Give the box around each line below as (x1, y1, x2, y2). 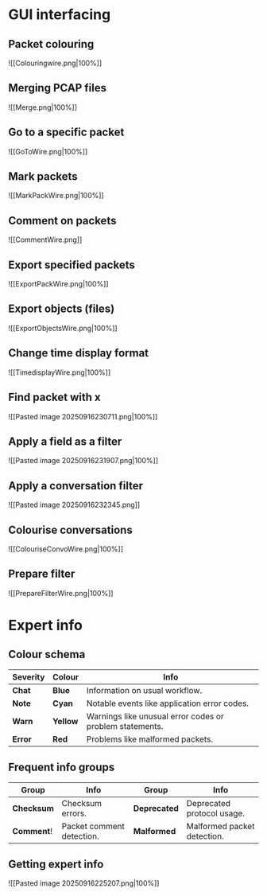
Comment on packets (8, 213, 117, 228)
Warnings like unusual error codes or (86, 711, 224, 722)
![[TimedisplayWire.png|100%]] (8, 368, 111, 377)
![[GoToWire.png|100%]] (8, 146, 88, 156)
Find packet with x (8, 391, 101, 404)
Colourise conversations (8, 523, 133, 536)
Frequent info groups (8, 761, 115, 774)
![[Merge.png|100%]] (8, 102, 78, 112)
